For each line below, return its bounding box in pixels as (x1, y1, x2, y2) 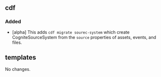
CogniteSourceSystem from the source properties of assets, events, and (12, 34, 157, 40)
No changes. (5, 66, 31, 72)
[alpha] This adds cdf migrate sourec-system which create (12, 29, 130, 35)
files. (12, 39, 22, 45)
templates (5, 53, 36, 62)
